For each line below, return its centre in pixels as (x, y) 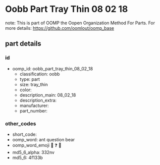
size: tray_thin (34, 84)
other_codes (21, 123)
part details (23, 44)
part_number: (33, 110)
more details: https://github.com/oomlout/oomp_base (60, 28)
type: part (30, 79)
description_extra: (38, 100)
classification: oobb (40, 74)
